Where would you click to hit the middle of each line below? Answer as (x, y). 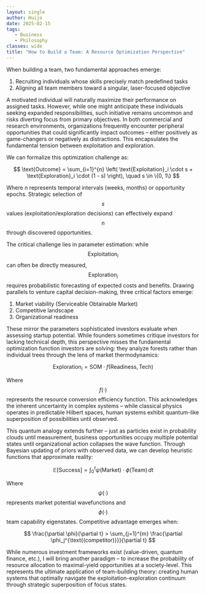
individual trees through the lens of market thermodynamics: (83, 355)
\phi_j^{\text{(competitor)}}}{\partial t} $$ (103, 540)
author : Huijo (25, 18)
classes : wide (25, 47)
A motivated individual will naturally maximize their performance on (91, 99)
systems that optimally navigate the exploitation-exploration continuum (96, 578)
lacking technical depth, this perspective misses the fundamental (89, 342)
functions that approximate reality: (50, 457)
